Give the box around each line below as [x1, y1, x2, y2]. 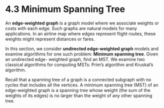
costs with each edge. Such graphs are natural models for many [5, 25, 137, 31]
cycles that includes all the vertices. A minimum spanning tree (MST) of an [5, 81, 158, 88]
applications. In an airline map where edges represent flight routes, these [5, 30, 156, 36]
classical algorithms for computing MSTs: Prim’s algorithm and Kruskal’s [5, 61, 153, 67]
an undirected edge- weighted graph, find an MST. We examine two [5, 56, 145, 62]
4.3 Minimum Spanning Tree [5, 3, 125, 15]
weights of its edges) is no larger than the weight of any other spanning [5, 92, 152, 98]
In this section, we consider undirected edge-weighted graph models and [5, 45, 159, 51]
